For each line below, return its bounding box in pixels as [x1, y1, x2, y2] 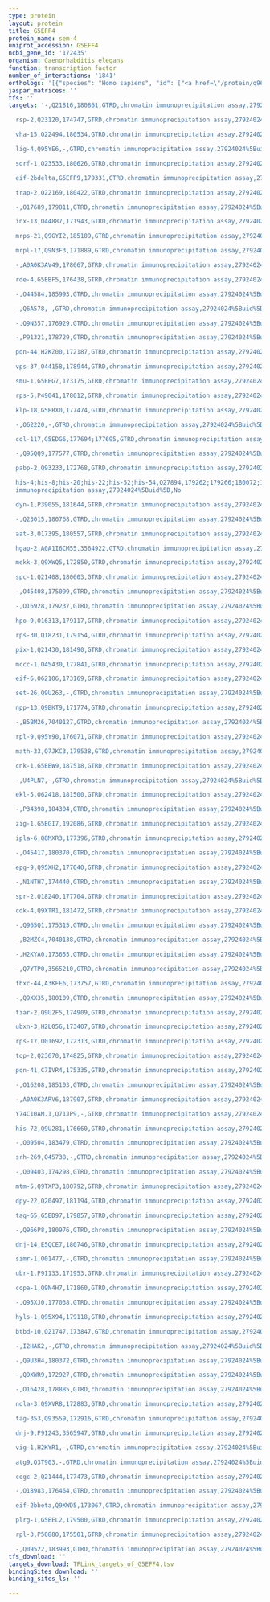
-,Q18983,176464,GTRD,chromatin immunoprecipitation [15, 1487, 196, 1495]
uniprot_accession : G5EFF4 [8, 42, 99, 50]
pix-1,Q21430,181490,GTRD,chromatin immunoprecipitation [15, 645, 211, 654]
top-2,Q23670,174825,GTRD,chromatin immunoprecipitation [15, 1052, 211, 1060]
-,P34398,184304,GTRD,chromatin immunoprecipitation [15, 805, 196, 813]
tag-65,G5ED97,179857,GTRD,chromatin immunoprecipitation [15, 1211, 215, 1219]
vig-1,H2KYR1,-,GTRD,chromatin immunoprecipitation [15, 1444, 193, 1452]
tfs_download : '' [8, 1552, 67, 1560]
